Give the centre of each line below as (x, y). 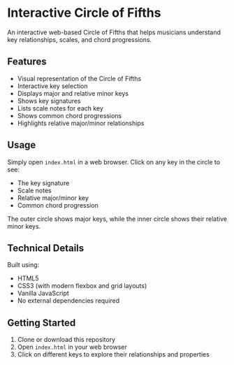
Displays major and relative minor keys (73, 93)
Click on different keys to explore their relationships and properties (113, 355)
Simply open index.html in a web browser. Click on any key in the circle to (114, 162)
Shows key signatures (49, 101)
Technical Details (46, 248)
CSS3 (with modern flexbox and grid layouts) (82, 286)
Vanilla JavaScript (43, 293)
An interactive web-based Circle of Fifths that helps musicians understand (114, 32)
